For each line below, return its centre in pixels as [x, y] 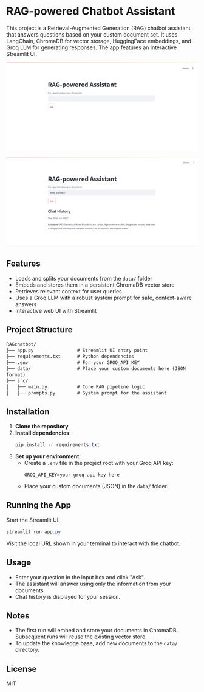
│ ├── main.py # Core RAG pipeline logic [76, 387]
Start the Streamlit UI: [33, 520]
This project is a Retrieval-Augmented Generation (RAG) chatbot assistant [98, 28]
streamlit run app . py [34, 532]
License [22, 669]
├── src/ [17, 381]
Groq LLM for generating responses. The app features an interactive [92, 47]
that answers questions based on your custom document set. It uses [92, 34]
